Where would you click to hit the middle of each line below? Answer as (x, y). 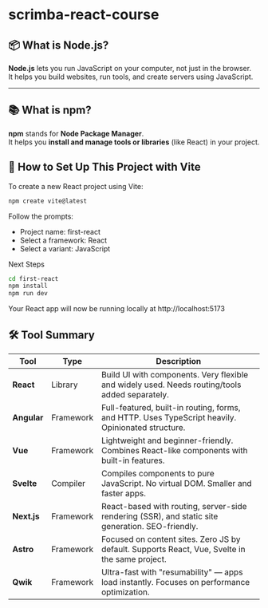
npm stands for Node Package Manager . (76, 133)
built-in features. (133, 460)
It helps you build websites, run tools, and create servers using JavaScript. (131, 77)
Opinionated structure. (143, 427)
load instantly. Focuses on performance (175, 582)
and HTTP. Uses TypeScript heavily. (169, 417)
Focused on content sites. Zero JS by (171, 539)
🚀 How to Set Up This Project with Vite (104, 167)
